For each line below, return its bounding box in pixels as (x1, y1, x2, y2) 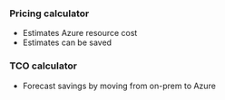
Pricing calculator (9, 7, 90, 20)
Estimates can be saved (22, 37, 112, 48)
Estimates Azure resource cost (22, 28, 138, 39)
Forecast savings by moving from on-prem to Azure (22, 80, 216, 91)
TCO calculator (9, 59, 77, 72)
